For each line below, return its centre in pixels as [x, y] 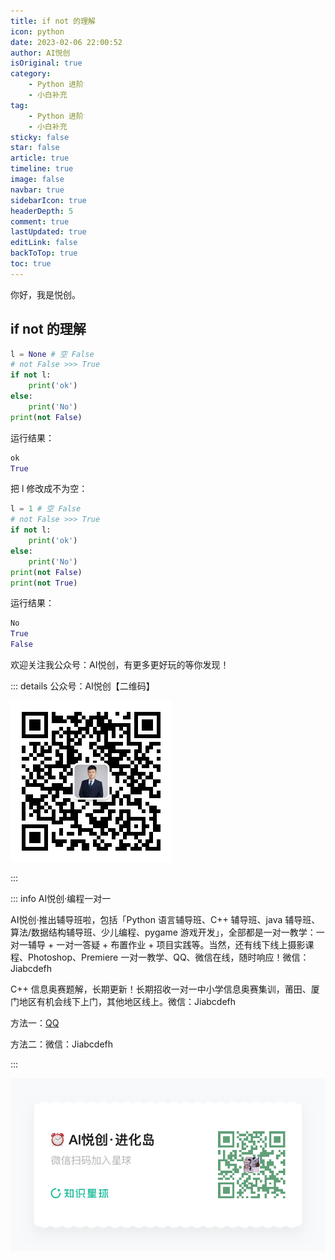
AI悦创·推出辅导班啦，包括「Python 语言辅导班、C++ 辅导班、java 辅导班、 [165, 920]
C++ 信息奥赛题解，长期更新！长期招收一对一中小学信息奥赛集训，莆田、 [161, 989]
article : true [40, 158]
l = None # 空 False [52, 354]
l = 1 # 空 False [46, 509]
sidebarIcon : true [48, 200]
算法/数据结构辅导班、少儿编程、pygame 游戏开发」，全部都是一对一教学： [163, 932]
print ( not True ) [44, 583]
